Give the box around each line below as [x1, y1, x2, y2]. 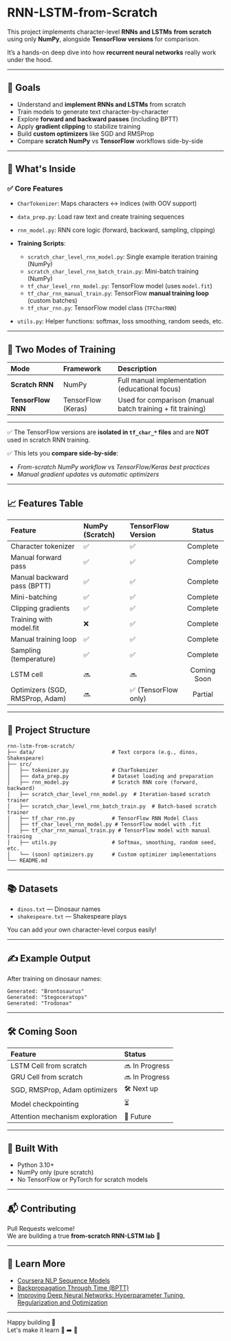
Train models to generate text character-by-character [16, 107, 169, 116]
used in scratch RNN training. [7, 436, 91, 444]
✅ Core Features [7, 184, 63, 193]
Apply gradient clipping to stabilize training [16, 122, 141, 130]
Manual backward [10, 572, 69, 582]
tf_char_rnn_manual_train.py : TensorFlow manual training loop [27, 289, 210, 297]
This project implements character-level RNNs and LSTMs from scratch [7, 28, 212, 36]
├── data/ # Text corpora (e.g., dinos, [7, 749, 198, 755]
